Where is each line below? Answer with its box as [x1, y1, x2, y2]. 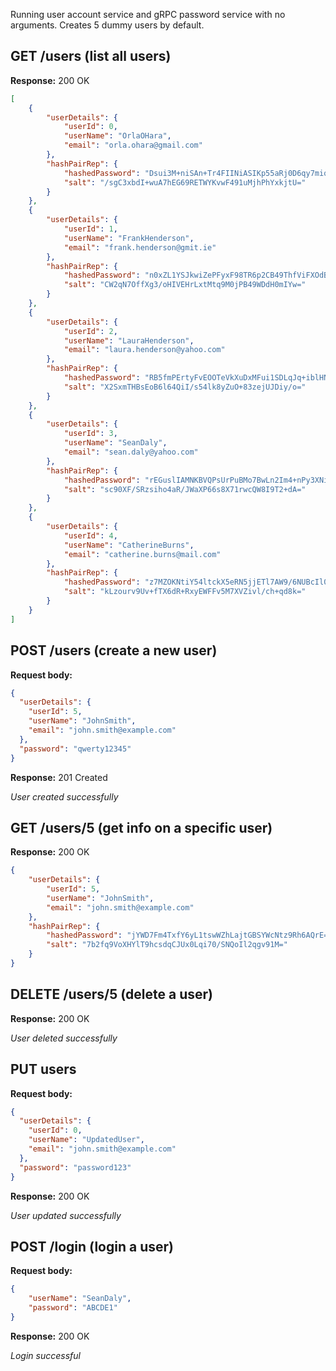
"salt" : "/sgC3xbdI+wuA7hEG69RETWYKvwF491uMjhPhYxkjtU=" [63, 177, 307, 188]
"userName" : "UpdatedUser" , [28, 1135, 145, 1145]
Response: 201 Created [10, 771, 108, 783]
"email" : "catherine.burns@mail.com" [63, 549, 222, 559]
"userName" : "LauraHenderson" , [63, 335, 195, 346]
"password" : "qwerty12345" [19, 744, 132, 754]
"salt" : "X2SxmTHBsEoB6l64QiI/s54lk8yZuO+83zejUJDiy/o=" [63, 382, 307, 392]
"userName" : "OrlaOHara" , [63, 131, 172, 141]
